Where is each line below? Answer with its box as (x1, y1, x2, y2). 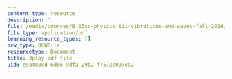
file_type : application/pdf (7, 29, 88, 36)
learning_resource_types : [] (7, 36, 91, 43)
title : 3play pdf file (7, 55, 72, 62)
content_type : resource (7, 10, 76, 17)
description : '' (7, 16, 54, 23)
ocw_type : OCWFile (7, 42, 60, 49)
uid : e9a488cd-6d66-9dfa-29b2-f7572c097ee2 (7, 61, 135, 68)
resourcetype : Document (7, 49, 76, 56)
